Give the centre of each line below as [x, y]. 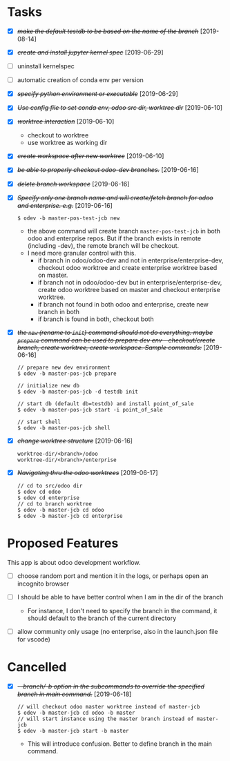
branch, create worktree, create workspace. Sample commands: [109, 347]
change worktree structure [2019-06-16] [75, 441]
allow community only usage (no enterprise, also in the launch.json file [117, 631]
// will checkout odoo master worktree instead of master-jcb [108, 706]
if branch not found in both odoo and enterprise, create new [123, 304]
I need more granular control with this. [82, 253]
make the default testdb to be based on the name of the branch [108, 31]
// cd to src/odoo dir [50, 485]
